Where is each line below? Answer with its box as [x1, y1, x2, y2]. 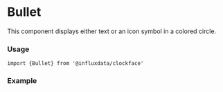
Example [7, 76, 37, 86]
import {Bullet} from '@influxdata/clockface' [7, 60, 144, 67]
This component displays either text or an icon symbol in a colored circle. [7, 27, 217, 35]
